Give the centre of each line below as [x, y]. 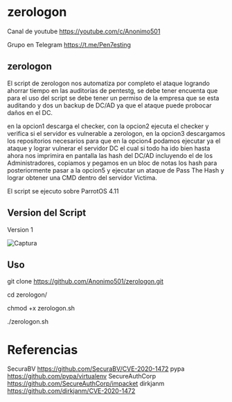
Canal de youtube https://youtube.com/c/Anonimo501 [84, 31]
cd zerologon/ [27, 295]
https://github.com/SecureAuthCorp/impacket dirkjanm [86, 384]
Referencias [43, 350]
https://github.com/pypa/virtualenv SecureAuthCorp [82, 376]
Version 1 [20, 229]
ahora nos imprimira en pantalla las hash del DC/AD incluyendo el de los [110, 155]
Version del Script [47, 213]
